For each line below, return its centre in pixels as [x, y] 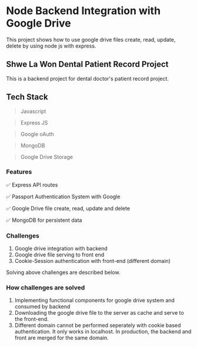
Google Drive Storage [47, 156]
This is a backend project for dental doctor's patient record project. [88, 78]
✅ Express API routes [32, 185]
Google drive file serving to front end [59, 255]
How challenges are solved [46, 288]
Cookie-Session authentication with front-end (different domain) [92, 261]
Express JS [34, 122]
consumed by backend [42, 306]
